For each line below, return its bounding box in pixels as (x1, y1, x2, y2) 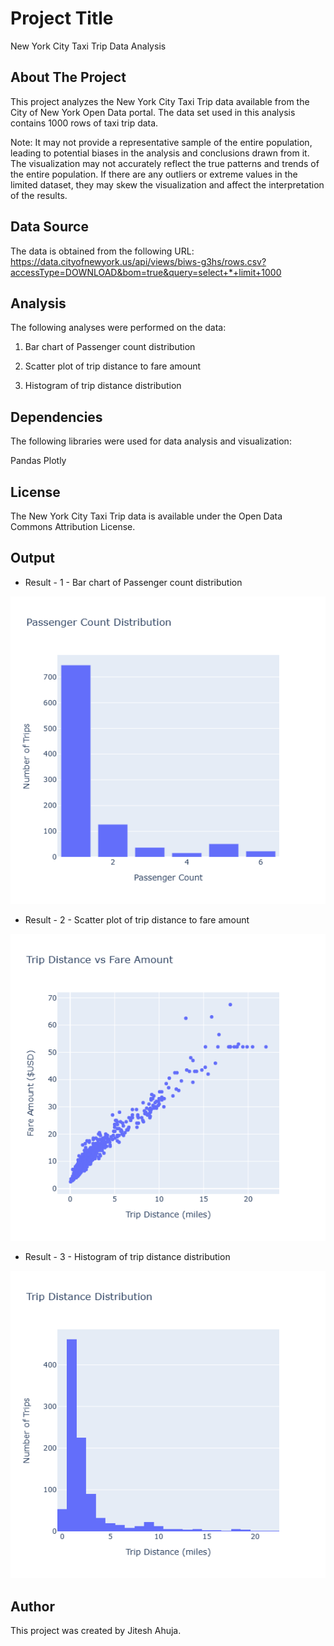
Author (10, 1598, 55, 1615)
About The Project (10, 69, 127, 86)
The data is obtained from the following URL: (10, 245, 195, 257)
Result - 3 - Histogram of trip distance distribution (24, 1251, 231, 1263)
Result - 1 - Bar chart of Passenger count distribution (24, 576, 243, 588)
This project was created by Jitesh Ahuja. (10, 1625, 182, 1637)
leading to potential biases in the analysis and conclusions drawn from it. (10, 147, 310, 159)
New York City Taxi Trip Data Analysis (10, 40, 167, 52)
